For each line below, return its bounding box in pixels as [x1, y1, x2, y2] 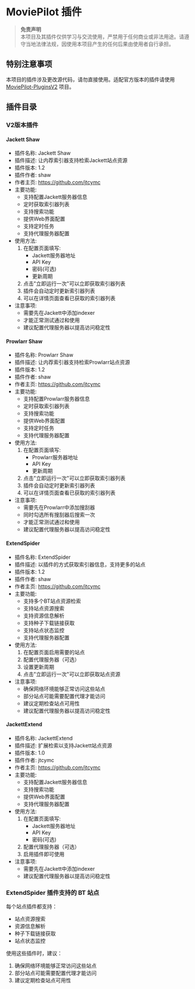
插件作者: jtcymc [14, 756, 54, 764]
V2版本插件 [6, 121, 39, 129]
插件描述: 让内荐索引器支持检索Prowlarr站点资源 [14, 359, 130, 366]
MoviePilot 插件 [6, 5, 82, 19]
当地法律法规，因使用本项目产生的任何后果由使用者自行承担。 [25, 40, 174, 47]
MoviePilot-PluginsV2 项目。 [6, 83, 75, 90]
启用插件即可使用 [23, 850, 65, 857]
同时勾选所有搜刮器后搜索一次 [23, 511, 95, 518]
